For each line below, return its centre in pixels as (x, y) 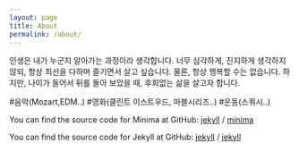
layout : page (34, 17)
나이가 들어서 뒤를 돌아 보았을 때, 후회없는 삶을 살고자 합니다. (134, 83)
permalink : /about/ (46, 34)
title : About (34, 26)
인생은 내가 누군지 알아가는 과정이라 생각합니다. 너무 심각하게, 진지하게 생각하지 (148, 61)
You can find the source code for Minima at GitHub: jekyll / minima (132, 120)
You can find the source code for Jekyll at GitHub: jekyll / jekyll (125, 137)
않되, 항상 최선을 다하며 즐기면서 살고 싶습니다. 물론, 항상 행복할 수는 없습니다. (145, 71)
